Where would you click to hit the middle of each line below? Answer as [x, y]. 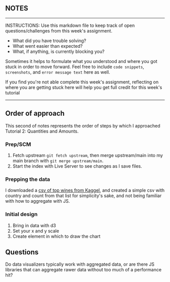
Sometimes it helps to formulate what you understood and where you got [81, 61]
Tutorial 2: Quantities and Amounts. [42, 131]
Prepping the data [28, 179]
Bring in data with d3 [34, 225]
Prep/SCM [18, 144]
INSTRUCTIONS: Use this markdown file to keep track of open [70, 25]
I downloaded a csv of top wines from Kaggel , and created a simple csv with [85, 191]
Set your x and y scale [36, 231]
